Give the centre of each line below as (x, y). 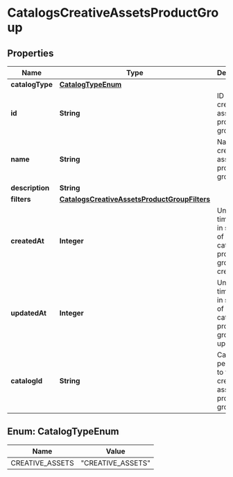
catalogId (27, 381)
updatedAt (29, 313)
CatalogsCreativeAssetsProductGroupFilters (135, 199)
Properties (31, 53)
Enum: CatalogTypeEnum (63, 431)
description (30, 188)
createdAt (28, 241)
